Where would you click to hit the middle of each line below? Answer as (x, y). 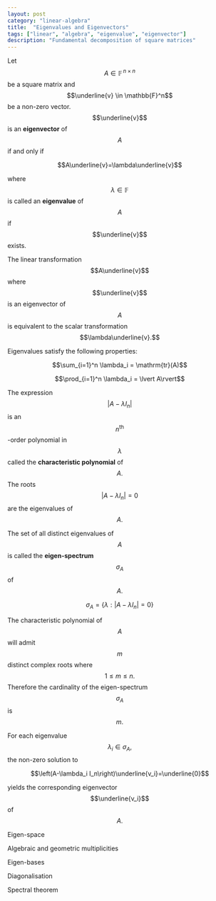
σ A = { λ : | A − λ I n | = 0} (120, 605)
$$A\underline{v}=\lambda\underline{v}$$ (120, 165)
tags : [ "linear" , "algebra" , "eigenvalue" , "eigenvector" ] (97, 34)
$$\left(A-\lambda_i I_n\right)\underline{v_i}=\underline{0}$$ (120, 773)
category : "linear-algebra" (49, 21)
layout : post (27, 14)
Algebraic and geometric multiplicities (63, 848)
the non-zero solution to (43, 760)
